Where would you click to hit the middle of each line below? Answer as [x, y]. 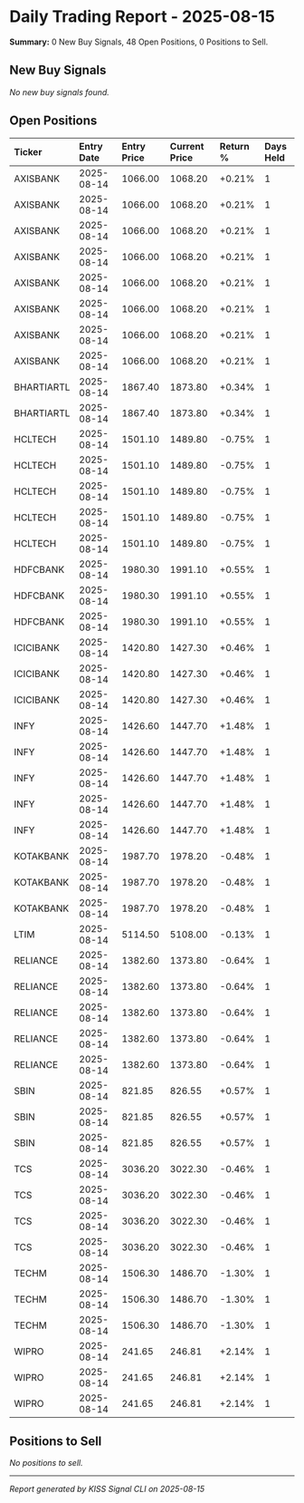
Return [235, 146]
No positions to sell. [46, 1463]
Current [187, 146]
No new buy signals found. [60, 92]
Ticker [28, 151]
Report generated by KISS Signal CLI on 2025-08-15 [107, 1489]
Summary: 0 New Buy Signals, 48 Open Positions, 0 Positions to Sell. [139, 42]
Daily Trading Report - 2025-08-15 [142, 17]
